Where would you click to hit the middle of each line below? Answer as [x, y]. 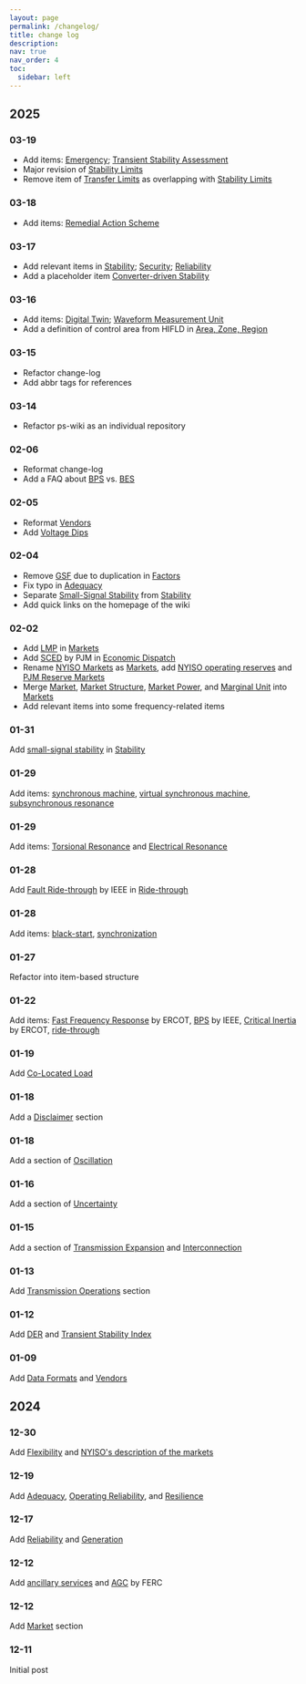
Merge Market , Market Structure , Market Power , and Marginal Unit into [155, 687]
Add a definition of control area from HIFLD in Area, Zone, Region [145, 329]
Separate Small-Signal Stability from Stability [107, 594]
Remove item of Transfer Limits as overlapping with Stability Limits [147, 180]
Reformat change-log [63, 470]
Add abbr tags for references [77, 382]
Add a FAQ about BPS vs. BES [78, 479]
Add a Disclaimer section [56, 1117]
